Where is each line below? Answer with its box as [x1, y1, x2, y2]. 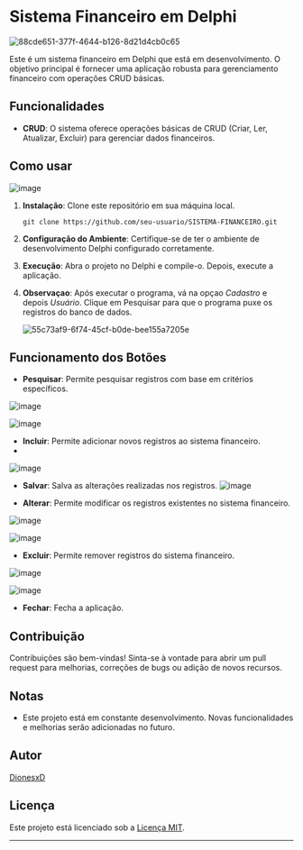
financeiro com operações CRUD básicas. [9, 72, 165, 83]
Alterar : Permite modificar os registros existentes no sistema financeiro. [22, 498, 291, 508]
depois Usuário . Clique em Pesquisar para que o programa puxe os [22, 297, 273, 307]
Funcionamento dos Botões [9, 350, 167, 365]
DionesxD [9, 772, 46, 782]
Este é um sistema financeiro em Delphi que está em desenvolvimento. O [9, 53, 281, 64]
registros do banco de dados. [22, 306, 133, 317]
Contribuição [9, 628, 86, 644]
